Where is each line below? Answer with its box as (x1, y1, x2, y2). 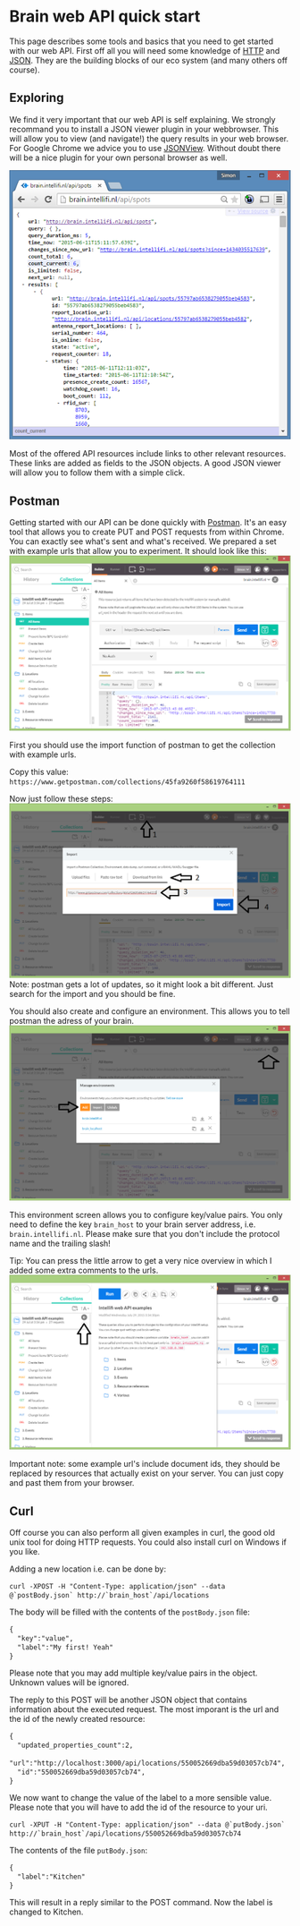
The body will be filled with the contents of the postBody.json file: (9, 1606, 250, 1617)
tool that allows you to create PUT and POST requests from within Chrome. (9, 526, 285, 538)
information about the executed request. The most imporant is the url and (9, 1703, 279, 1715)
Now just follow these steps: (9, 793, 113, 804)
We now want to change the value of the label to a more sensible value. (9, 1792, 272, 1802)
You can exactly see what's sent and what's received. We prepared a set (9, 536, 277, 547)
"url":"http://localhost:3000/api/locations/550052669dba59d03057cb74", (9, 1759, 286, 1768)
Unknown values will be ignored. (9, 1676, 129, 1688)
